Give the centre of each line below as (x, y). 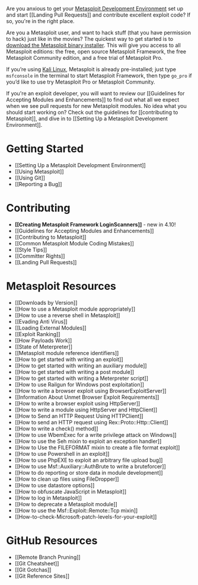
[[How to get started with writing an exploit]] (69, 359)
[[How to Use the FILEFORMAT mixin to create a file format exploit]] (97, 447)
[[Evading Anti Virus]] (41, 321)
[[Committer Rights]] (40, 256)
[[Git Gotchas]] (33, 570)
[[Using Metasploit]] (39, 171)
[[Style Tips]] (31, 250)
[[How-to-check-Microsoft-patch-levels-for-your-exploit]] (86, 517)
